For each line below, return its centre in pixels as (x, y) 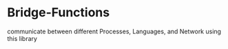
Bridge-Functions (59, 13)
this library (22, 38)
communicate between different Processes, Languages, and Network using (114, 31)
